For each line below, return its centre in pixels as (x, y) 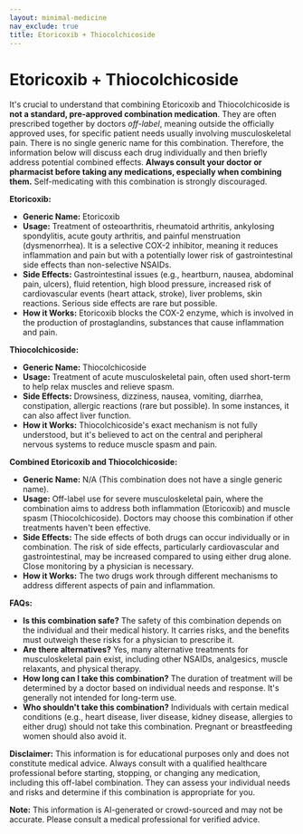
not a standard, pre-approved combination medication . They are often (143, 114)
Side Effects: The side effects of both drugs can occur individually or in (156, 538)
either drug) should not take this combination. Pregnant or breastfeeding (157, 727)
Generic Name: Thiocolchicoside (84, 367)
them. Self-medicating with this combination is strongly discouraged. (138, 181)
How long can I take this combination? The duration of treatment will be (157, 679)
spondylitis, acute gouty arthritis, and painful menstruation (132, 236)
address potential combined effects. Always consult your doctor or (136, 162)
